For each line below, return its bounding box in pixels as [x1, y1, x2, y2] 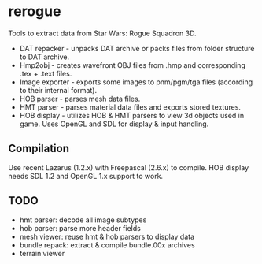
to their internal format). [19, 85, 97, 95]
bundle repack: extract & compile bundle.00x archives [19, 240, 195, 250]
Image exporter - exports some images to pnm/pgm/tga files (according [19, 77, 253, 87]
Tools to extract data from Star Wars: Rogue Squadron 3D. [8, 28, 197, 38]
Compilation [8, 142, 69, 155]
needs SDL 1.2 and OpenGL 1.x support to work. [8, 171, 164, 180]
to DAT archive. [19, 52, 69, 61]
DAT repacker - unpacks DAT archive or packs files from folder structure [19, 43, 255, 53]
